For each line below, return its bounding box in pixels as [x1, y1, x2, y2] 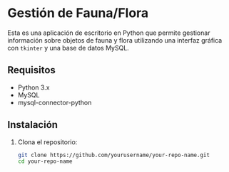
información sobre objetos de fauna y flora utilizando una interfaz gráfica [7, 36, 223, 44]
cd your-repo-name [17, 158, 73, 165]
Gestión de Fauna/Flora [7, 5, 149, 21]
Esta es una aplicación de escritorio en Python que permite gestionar [7, 28, 210, 37]
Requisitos [7, 64, 56, 76]
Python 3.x [17, 83, 50, 92]
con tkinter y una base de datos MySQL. [7, 43, 130, 52]
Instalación [7, 119, 58, 131]
